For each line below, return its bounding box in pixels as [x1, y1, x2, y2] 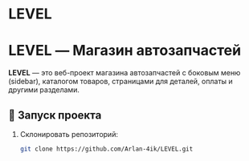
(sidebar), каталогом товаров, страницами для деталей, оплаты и [8, 77, 233, 87]
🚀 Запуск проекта [8, 108, 102, 122]
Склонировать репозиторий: [19, 129, 119, 139]
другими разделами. [8, 85, 80, 95]
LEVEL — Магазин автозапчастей [8, 42, 242, 60]
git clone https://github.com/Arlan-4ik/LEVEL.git [19, 145, 194, 153]
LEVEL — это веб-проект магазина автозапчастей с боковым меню [8, 68, 241, 78]
